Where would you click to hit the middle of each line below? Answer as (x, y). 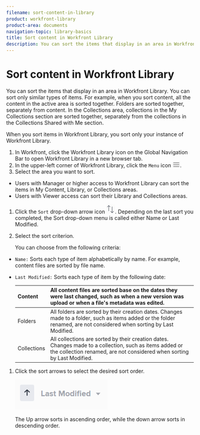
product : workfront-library (41, 19)
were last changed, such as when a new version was (117, 296)
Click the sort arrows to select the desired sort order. (79, 371)
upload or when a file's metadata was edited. (107, 303)
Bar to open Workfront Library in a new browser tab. (79, 158)
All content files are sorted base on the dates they (114, 290)
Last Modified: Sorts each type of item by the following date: (90, 277)
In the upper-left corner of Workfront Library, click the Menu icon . (98, 165)
